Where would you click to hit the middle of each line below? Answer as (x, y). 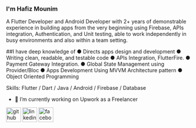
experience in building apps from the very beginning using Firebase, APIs (95, 28)
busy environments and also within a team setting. (67, 41)
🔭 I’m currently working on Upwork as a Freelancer (76, 99)
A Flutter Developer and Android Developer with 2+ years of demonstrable (96, 22)
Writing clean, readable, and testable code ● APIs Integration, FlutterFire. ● (98, 58)
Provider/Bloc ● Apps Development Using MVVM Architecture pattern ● (94, 70)
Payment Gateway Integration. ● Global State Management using (85, 64)
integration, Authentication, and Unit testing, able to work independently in (96, 34)
